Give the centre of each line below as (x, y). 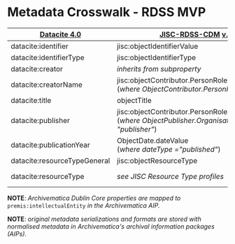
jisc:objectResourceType (157, 160)
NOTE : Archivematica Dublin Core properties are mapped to (94, 198)
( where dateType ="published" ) (169, 149)
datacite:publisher (40, 120)
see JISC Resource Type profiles (170, 176)
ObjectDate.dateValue (152, 141)
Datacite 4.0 (60, 34)
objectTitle (134, 100)
